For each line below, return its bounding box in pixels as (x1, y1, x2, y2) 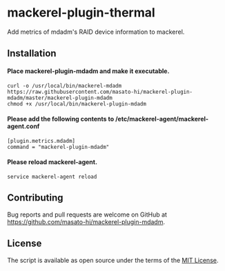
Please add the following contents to (7, 115, 115, 123)
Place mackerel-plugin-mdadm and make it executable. (7, 67, 170, 75)
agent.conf (7, 122, 40, 130)
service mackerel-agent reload (7, 173, 97, 180)
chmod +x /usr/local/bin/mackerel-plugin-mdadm (7, 100, 147, 108)
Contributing (7, 192, 63, 204)
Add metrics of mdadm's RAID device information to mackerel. (7, 28, 185, 36)
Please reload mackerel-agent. (7, 158, 98, 166)
